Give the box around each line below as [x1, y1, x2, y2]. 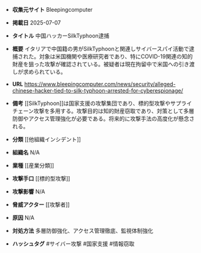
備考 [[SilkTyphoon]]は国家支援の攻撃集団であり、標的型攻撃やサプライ [12, 99, 192, 107]
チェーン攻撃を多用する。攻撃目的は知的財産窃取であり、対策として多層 [12, 107, 194, 114]
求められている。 [23, 68, 66, 76]
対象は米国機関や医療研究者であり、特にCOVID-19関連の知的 [39, 53, 193, 60]
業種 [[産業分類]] [12, 162, 55, 169]
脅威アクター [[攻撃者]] [12, 201, 70, 208]
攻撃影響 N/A [12, 188, 45, 195]
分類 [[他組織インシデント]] [12, 136, 82, 143]
